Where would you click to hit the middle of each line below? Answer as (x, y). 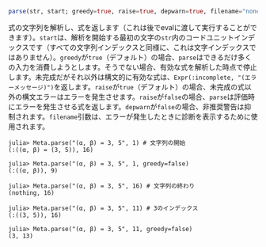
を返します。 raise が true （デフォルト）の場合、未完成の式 (150, 86)
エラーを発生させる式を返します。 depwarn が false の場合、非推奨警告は (129, 106)
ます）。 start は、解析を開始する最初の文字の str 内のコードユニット (125, 37)
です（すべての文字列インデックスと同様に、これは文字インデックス (139, 47)
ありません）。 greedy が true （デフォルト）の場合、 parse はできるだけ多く (133, 57)
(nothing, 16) (32, 193)
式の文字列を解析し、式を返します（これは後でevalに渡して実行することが (129, 27)
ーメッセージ (26, 87)
